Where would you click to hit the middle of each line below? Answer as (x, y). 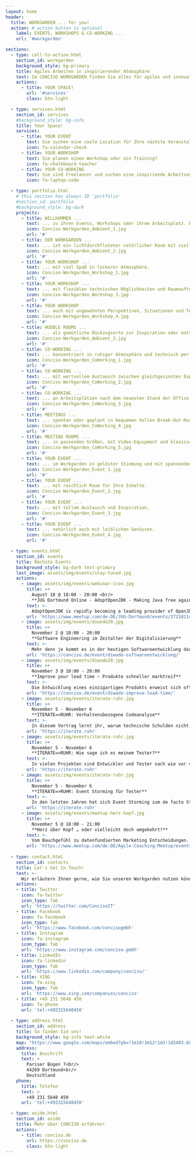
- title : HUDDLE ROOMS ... (54, 327)
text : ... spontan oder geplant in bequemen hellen (91, 420)
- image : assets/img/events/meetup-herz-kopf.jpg (82, 813)
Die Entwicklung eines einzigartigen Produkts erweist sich (106, 687)
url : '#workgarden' (40, 39)
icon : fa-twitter (42, 895)
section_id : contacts (42, 862)
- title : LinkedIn (38, 955)
